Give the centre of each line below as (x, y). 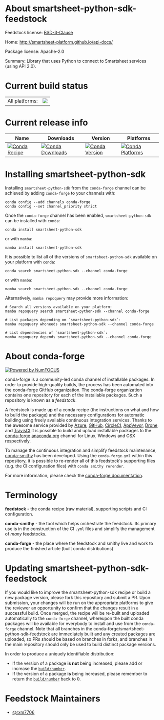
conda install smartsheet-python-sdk (43, 230)
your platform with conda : (30, 262)
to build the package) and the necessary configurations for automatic (75, 415)
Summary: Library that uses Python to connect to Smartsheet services (76, 61)
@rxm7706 (23, 712)
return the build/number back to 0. (46, 679)
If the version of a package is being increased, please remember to (80, 674)
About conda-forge (45, 356)
